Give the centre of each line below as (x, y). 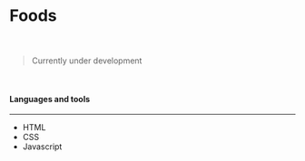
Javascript (42, 147)
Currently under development (87, 61)
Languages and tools (50, 99)
